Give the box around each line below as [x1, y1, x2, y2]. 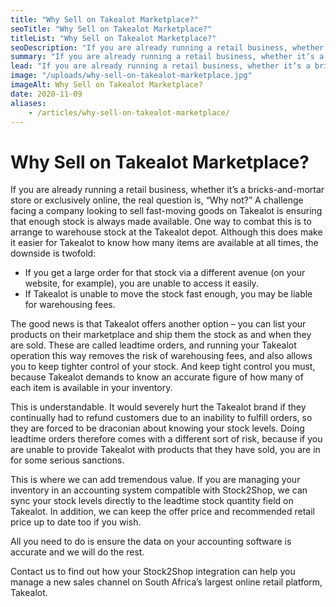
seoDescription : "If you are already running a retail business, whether [10, 42, 325, 53]
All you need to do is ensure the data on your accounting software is [10, 536, 292, 548]
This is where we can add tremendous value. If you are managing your [10, 474, 301, 486]
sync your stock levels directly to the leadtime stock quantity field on [10, 495, 294, 507]
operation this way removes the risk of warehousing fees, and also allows [10, 350, 313, 362]
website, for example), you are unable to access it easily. [24, 277, 259, 290]
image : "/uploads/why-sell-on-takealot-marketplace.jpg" [10, 71, 253, 81]
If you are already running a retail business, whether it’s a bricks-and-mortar [10, 184, 325, 196]
